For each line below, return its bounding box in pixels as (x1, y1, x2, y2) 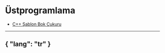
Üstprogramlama (5, 5, 76, 16)
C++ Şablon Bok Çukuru (12, 21, 62, 27)
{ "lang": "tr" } (5, 40, 51, 49)
